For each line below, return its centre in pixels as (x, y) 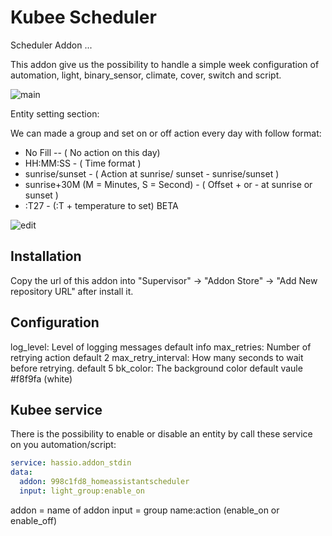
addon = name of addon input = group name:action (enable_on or (145, 510)
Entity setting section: (55, 113)
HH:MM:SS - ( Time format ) (83, 163)
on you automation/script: (63, 445)
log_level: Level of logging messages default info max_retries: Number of (161, 347)
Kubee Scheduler (83, 17)
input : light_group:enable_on (82, 491)
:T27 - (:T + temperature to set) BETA (101, 205)
